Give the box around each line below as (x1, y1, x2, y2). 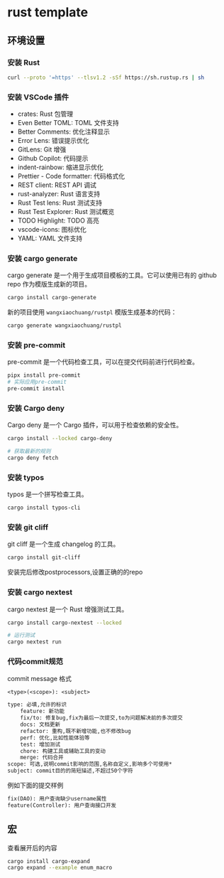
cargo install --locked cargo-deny (7, 435, 113, 442)
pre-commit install (7, 385, 65, 392)
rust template (7, 4, 89, 21)
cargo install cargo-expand (7, 857, 91, 864)
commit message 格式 (7, 674, 72, 682)
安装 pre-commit (7, 341, 66, 350)
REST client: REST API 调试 (17, 181, 97, 189)
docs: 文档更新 (20, 721, 61, 728)
